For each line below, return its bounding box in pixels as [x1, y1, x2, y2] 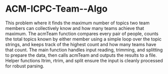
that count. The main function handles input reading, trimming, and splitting [5, 47, 163, 53]
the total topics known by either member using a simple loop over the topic [5, 36, 162, 42]
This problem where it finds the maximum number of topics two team [5, 20, 150, 26]
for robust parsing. [5, 63, 45, 69]
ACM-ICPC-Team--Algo [5, 3, 108, 15]
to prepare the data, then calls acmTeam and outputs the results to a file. [5, 52, 157, 58]
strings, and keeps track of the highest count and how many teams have [5, 41, 156, 47]
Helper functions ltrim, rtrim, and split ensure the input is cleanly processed [5, 57, 163, 63]
